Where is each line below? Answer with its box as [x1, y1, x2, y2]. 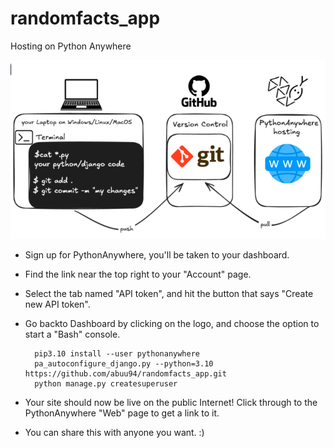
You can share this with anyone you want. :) [24, 426, 205, 438]
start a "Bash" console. [24, 328, 121, 340]
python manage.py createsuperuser [34, 378, 178, 389]
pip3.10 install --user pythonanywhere [34, 348, 200, 359]
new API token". [24, 298, 91, 310]
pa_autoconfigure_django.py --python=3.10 [34, 358, 214, 369]
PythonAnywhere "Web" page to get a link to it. [24, 407, 220, 419]
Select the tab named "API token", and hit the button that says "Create [24, 287, 314, 299]
